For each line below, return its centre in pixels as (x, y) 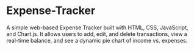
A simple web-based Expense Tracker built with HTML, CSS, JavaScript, (97, 27)
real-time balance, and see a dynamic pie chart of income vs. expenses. (97, 40)
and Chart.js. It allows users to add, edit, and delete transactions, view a (97, 34)
